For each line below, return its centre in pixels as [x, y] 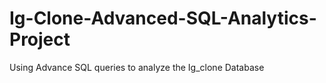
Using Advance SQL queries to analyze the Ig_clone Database [137, 67]
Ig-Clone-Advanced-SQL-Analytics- [163, 18]
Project [40, 39]
